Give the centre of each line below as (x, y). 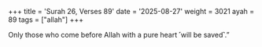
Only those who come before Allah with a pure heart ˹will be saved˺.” (119, 35)
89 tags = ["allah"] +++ (46, 20)
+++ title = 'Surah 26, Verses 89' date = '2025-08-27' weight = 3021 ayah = (131, 11)
